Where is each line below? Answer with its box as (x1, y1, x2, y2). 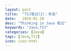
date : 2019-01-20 (5, 16, 44, 21)
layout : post (5, 7, 31, 12)
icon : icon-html (5, 39, 38, 44)
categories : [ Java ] (5, 30, 44, 34)
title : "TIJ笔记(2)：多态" (5, 12, 58, 17)
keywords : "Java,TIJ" (5, 25, 49, 30)
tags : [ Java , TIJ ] (5, 34, 40, 39)
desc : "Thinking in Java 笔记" (5, 20, 67, 26)
